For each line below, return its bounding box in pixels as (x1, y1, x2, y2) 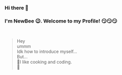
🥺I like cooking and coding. (16, 59, 72, 65)
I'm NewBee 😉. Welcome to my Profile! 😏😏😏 (4, 17, 118, 24)
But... (16, 54, 28, 60)
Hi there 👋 (4, 4, 29, 11)
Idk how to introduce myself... (16, 49, 78, 54)
